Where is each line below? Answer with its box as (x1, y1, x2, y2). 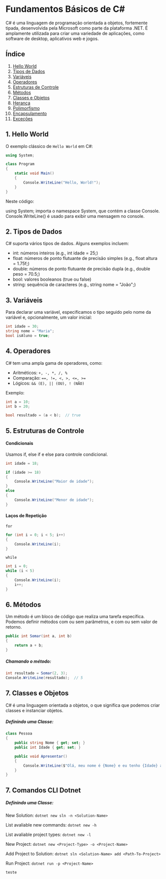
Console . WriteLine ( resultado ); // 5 (5, 675, 83, 680)
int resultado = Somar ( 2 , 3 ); (5, 671, 68, 676)
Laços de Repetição (5, 513, 47, 519)
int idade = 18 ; (5, 461, 39, 466)
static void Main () (14, 171, 55, 176)
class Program (5, 162, 35, 167)
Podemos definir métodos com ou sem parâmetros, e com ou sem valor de (5, 619, 158, 625)
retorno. (5, 624, 22, 630)
